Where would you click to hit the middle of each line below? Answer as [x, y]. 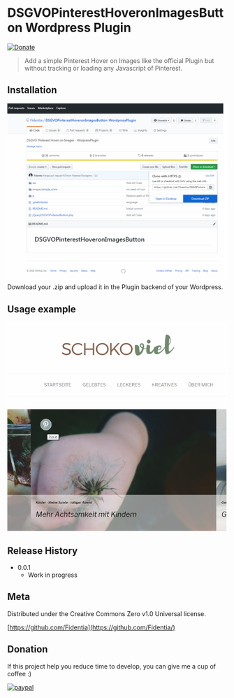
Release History [43, 551]
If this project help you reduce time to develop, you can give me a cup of [112, 666]
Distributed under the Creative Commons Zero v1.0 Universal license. [107, 613]
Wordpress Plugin [78, 28]
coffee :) [20, 673]
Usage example [42, 309]
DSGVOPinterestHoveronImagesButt [116, 13]
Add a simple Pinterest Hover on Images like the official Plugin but [119, 60]
